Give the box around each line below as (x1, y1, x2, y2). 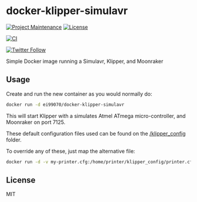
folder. (6, 136, 22, 143)
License (6, 175, 36, 185)
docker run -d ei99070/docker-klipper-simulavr (6, 102, 125, 107)
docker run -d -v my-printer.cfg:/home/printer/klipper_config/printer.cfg (6, 159, 195, 165)
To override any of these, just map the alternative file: (6, 147, 135, 154)
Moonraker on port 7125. (6, 119, 66, 126)
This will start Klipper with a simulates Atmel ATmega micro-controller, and (6, 112, 186, 119)
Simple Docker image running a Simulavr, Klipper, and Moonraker (6, 58, 164, 65)
